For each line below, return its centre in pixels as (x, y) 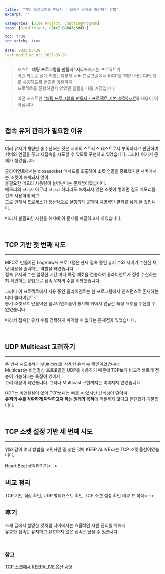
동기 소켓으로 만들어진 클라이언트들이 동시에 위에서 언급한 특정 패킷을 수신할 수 (81, 303)
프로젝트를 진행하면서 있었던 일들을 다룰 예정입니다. (66, 88)
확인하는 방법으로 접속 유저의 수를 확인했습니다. (55, 281)
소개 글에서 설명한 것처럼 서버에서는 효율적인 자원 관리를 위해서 (66, 525)
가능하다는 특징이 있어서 (37, 376)
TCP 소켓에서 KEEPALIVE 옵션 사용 (39, 567)
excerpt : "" (17, 14)
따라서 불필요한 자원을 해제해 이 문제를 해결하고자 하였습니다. (63, 218)
